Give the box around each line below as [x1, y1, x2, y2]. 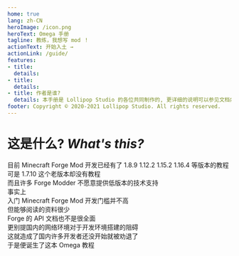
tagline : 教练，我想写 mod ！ [7, 37, 90, 44]
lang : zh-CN [7, 17, 43, 24]
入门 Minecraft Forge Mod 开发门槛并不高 [7, 196, 129, 205]
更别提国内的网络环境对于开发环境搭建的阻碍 [7, 223, 139, 231]
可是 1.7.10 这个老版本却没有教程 [7, 169, 101, 178]
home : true [7, 10, 40, 18]
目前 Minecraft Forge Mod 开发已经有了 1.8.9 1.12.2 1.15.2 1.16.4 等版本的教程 [7, 161, 229, 169]
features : [7, 57, 37, 64]
